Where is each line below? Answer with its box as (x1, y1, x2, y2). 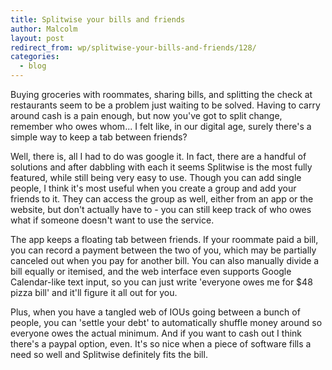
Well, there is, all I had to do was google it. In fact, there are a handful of (10, 151, 307, 162)
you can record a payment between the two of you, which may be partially (10, 244, 317, 256)
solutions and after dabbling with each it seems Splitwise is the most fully (10, 161, 313, 173)
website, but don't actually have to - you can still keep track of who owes (10, 204, 312, 215)
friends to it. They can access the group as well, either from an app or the (10, 193, 314, 205)
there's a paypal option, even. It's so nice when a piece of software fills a (10, 338, 312, 350)
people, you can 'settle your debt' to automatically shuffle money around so (10, 317, 323, 328)
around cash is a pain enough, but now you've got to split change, (10, 110, 283, 121)
